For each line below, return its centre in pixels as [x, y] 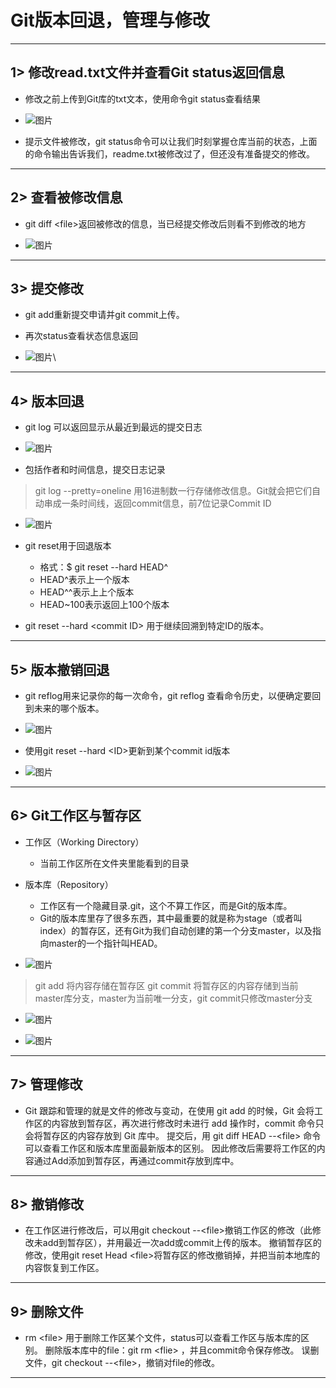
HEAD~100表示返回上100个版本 [104, 605]
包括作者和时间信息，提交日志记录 [95, 470]
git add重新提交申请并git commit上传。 [104, 315]
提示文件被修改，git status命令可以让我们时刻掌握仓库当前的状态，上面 [171, 141]
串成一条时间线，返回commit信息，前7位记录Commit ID [157, 503]
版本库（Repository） [69, 884]
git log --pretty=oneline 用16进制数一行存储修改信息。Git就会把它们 [173, 491]
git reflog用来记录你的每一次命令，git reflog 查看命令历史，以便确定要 [168, 695]
